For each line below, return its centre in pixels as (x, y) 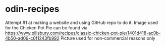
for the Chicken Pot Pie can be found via (46, 27)
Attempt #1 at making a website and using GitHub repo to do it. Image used (82, 23)
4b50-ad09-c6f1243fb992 (32, 38)
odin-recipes (32, 9)
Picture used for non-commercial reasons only (108, 38)
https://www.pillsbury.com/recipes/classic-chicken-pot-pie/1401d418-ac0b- (83, 33)
